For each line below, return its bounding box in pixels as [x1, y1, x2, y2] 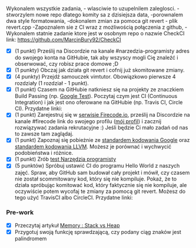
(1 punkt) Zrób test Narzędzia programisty [14, 155, 117, 163]
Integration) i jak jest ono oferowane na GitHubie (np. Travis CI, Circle [14, 99, 183, 106]
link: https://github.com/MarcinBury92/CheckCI [6, 36, 122, 43]
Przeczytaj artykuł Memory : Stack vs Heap [14, 222, 120, 229]
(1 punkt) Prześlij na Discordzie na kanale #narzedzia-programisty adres [14, 47, 190, 55]
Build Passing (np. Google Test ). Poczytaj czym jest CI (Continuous [14, 93, 178, 100]
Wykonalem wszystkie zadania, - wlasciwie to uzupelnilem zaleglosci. [6, 5, 176, 12]
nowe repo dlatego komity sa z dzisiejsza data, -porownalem [35, 11, 184, 18]
